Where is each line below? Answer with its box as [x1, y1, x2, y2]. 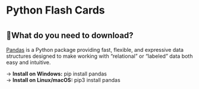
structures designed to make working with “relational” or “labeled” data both [6, 52, 193, 60]
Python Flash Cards [6, 4, 105, 17]
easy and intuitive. [6, 58, 51, 65]
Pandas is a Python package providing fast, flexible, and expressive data [6, 46, 184, 53]
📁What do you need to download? [6, 31, 134, 41]
